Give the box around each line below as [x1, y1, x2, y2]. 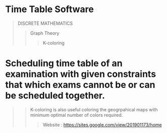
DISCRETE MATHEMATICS [17, 20, 73, 26]
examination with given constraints [5, 68, 156, 80]
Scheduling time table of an [5, 58, 123, 69]
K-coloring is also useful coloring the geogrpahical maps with [30, 106, 158, 112]
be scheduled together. [5, 90, 105, 102]
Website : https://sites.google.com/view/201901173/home [42, 121, 162, 127]
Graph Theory [30, 30, 60, 36]
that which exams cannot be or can [5, 79, 155, 91]
